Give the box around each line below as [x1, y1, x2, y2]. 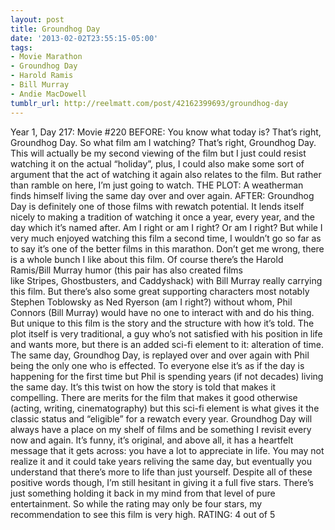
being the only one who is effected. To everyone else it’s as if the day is [10, 359, 305, 371]
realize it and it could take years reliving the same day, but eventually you [10, 455, 312, 467]
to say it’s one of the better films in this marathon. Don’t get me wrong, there [10, 242, 325, 255]
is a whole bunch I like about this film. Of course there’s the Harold [10, 253, 284, 265]
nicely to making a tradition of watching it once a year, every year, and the [10, 211, 315, 223]
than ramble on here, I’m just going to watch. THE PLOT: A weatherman [10, 179, 304, 191]
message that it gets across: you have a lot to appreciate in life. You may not [10, 444, 325, 456]
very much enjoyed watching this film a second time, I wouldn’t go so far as [10, 232, 322, 244]
